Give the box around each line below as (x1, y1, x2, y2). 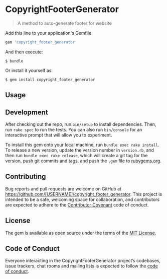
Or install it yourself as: (5, 67, 53, 74)
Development (5, 108, 49, 116)
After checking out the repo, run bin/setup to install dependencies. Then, (5, 121, 156, 127)
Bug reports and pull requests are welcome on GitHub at (5, 185, 122, 192)
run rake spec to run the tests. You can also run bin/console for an (5, 127, 142, 133)
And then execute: (5, 49, 43, 55)
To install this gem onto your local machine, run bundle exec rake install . (5, 142, 159, 148)
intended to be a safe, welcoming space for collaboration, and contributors (5, 196, 159, 202)
